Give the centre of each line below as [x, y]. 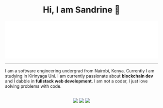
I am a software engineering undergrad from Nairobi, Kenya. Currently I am [80, 71]
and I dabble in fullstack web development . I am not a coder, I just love [76, 81]
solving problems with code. [33, 86]
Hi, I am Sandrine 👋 [81, 10]
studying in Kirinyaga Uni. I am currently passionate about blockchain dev [79, 76]
